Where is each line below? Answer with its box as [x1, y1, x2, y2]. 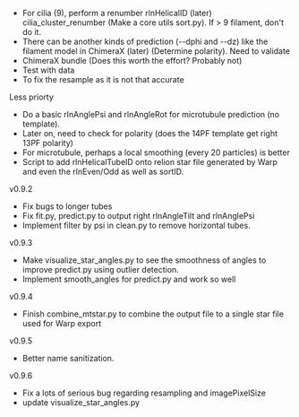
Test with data [21, 65, 75, 75]
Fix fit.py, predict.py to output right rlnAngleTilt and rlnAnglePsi [21, 211, 255, 221]
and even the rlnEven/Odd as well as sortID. [21, 166, 184, 177]
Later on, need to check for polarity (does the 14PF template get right [21, 128, 278, 138]
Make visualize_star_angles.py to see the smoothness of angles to [21, 255, 267, 265]
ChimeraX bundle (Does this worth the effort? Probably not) [21, 56, 243, 65]
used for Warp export [21, 318, 101, 328]
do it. [21, 27, 42, 37]
